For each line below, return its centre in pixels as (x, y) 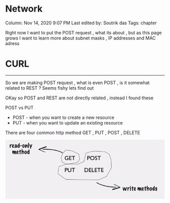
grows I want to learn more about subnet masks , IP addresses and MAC (80, 38)
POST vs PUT (19, 107)
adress (12, 43)
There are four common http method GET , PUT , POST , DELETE (73, 133)
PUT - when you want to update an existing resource (68, 123)
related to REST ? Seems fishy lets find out (50, 88)
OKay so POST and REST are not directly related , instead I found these (79, 98)
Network (24, 9)
